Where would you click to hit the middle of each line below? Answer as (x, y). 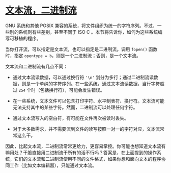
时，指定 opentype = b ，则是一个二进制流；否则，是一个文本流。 (73, 55)
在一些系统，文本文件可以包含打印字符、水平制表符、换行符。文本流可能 (88, 101)
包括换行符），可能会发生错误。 (73, 90)
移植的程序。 (27, 38)
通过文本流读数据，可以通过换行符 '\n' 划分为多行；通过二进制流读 (83, 77)
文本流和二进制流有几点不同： (36, 66)
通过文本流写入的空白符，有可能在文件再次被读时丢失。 (70, 118)
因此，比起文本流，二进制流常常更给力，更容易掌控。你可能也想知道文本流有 (85, 146)
